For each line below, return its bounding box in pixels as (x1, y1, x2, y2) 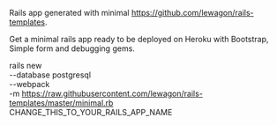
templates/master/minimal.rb (9, 98, 114, 108)
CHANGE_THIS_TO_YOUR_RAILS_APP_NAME (9, 107, 173, 117)
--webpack (9, 79, 50, 89)
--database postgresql (9, 70, 91, 80)
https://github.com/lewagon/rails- (131, 8, 254, 18)
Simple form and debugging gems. (9, 43, 135, 54)
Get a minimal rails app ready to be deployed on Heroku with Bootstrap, (9, 34, 269, 44)
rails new (9, 61, 42, 70)
